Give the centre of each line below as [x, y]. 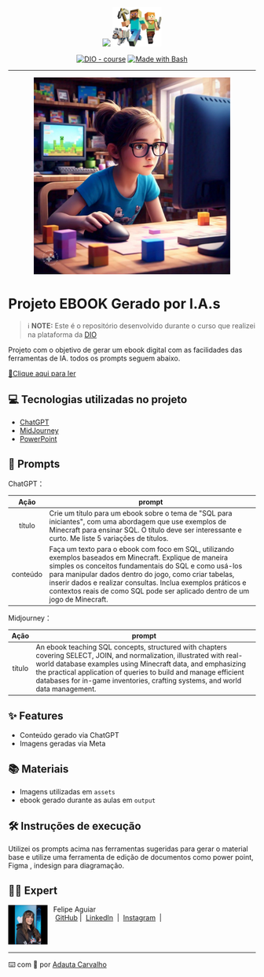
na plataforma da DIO [62, 335]
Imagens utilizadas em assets [67, 792]
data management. [66, 689]
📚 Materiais [38, 769]
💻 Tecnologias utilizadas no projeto [98, 400]
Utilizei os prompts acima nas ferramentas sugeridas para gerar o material [128, 849]
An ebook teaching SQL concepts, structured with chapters [132, 647]
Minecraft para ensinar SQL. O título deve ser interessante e [145, 530]
